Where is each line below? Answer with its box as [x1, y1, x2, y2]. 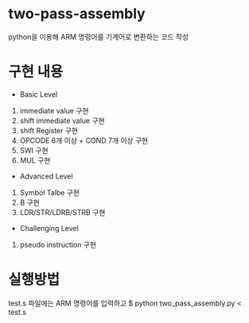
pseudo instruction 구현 [19, 240, 97, 249]
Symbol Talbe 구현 [19, 187, 80, 197]
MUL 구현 [19, 156, 51, 165]
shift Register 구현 [19, 125, 78, 135]
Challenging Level [19, 223, 80, 233]
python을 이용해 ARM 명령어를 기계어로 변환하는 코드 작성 [8, 32, 189, 41]
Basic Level [19, 89, 58, 99]
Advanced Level [19, 171, 73, 181]
